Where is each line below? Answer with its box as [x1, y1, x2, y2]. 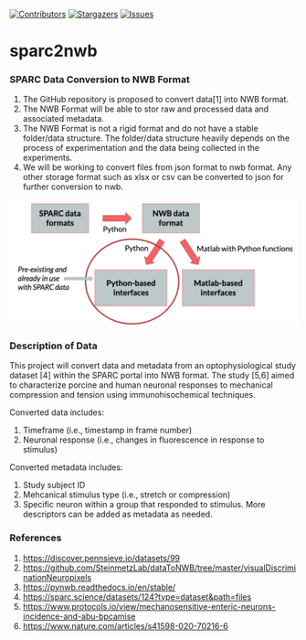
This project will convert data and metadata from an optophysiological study [9, 360, 297, 371]
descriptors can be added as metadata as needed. [22, 508, 213, 520]
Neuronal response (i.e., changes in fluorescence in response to [22, 434, 265, 445]
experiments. [22, 152, 73, 164]
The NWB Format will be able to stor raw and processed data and [22, 103, 269, 114]
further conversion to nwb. [22, 181, 123, 192]
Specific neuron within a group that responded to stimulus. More [22, 499, 266, 510]
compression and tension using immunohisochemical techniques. [9, 389, 256, 400]
